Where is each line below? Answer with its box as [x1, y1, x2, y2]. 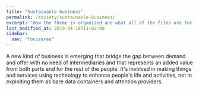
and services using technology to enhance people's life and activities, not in [6, 72, 192, 79]
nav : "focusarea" [11, 36, 55, 42]
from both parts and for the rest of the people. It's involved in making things [6, 65, 192, 72]
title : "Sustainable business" [6, 8, 84, 15]
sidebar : [6, 31, 28, 37]
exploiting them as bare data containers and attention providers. [6, 78, 163, 85]
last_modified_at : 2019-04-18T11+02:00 [6, 25, 105, 32]
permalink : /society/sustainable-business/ [6, 14, 116, 20]
